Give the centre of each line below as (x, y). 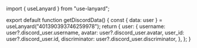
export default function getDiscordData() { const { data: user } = (85, 20)
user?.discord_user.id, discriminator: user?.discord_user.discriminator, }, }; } (99, 39)
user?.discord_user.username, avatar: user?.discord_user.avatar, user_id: (95, 33)
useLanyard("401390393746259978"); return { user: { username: (86, 26)
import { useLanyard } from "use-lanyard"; (58, 9)
